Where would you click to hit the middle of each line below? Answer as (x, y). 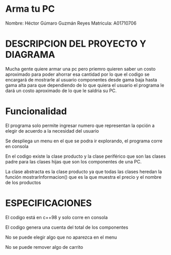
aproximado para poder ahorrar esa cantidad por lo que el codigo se (78, 74)
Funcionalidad (36, 111)
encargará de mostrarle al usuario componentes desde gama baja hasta (81, 79)
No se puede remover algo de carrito (44, 247)
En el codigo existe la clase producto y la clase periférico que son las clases (85, 156)
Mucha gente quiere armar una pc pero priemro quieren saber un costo (81, 69)
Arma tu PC (30, 9)
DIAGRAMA (30, 55)
